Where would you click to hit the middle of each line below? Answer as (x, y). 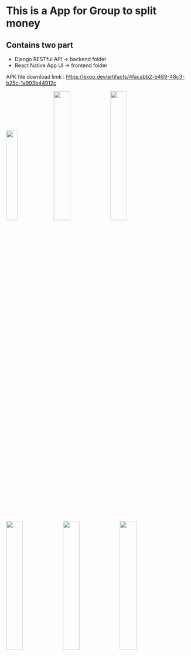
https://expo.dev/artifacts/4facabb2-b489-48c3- (125, 77)
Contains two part (40, 45)
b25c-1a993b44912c (31, 83)
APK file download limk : (35, 77)
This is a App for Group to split (81, 11)
